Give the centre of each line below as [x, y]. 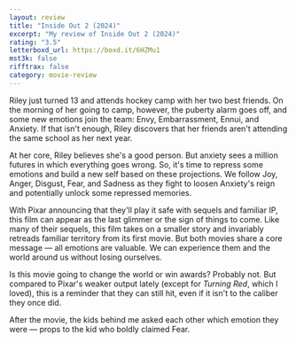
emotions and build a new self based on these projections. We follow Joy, [144, 174]
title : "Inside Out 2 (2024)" [65, 26]
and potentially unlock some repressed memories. [101, 192]
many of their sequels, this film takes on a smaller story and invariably [136, 229]
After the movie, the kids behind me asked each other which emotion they [144, 319]
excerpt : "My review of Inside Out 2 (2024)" [94, 34]
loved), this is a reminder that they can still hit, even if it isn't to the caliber [144, 292]
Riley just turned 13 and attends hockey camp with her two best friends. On [146, 100]
